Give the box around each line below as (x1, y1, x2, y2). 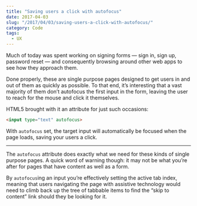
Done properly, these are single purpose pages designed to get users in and (6, 75, 191, 83)
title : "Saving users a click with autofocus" (6, 8, 122, 15)
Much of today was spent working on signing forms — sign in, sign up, (6, 52, 177, 59)
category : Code (6, 25, 43, 31)
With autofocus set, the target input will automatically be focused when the (6, 127, 186, 135)
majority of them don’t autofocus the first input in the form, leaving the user (6, 88, 188, 95)
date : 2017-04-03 (6, 14, 49, 20)
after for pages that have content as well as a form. (6, 163, 130, 170)
